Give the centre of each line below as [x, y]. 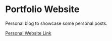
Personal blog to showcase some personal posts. [56, 23]
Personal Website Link [28, 33]
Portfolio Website [42, 9]
